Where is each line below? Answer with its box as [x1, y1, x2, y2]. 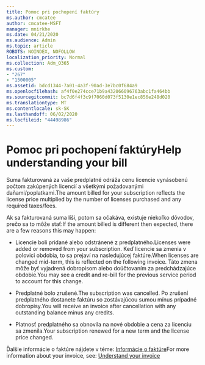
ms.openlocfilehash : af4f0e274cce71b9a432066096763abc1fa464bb [6, 89, 171, 95]
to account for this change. [15, 278, 84, 285]
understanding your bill [6, 156, 128, 170]
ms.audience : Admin [6, 37, 56, 43]
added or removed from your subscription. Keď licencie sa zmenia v [15, 245, 187, 253]
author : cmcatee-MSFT [6, 20, 62, 26]
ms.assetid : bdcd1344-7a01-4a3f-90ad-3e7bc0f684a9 [6, 83, 138, 89]
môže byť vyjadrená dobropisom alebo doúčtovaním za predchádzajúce [15, 265, 196, 272]
